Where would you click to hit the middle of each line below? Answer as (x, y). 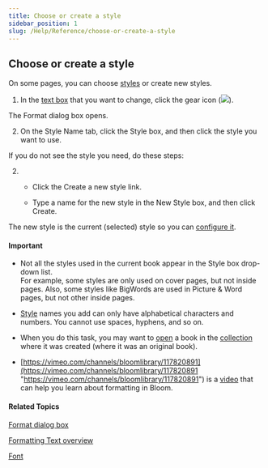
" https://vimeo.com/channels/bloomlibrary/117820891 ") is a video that (136, 379)
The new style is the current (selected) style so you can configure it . (122, 227)
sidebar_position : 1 (43, 23)
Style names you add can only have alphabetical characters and (127, 313)
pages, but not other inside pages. (77, 298)
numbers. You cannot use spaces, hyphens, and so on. (112, 322)
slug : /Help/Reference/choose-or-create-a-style (92, 31)
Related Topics (34, 406)
